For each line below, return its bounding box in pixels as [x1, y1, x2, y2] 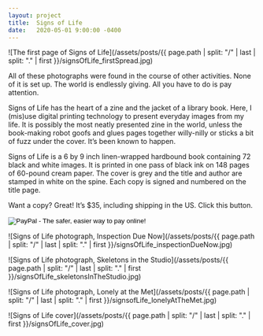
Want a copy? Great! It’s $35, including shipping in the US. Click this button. [8, 201, 254, 210]
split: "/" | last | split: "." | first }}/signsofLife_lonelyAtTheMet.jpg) [8, 296, 217, 305]
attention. [8, 88, 39, 98]
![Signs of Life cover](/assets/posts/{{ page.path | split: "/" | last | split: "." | [8, 311, 251, 320]
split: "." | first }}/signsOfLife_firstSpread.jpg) [8, 56, 154, 65]
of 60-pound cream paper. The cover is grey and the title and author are [8, 168, 243, 178]
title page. [8, 186, 41, 195]
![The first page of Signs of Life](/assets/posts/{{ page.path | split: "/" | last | [8, 48, 256, 57]
